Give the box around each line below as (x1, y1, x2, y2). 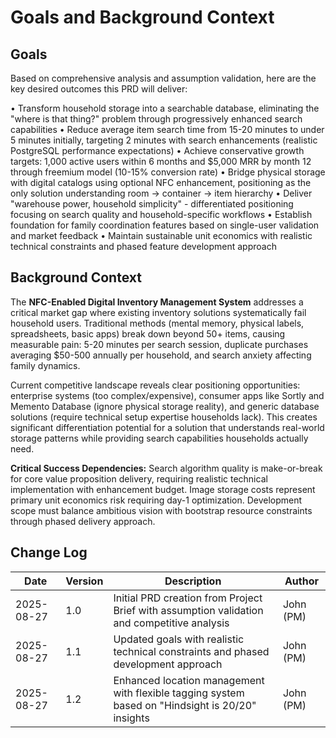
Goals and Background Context (10, 6, 275, 29)
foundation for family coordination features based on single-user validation (10, 219, 320, 231)
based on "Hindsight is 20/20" (113, 698, 257, 712)
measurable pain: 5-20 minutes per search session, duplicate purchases (10, 338, 309, 350)
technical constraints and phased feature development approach (10, 241, 277, 252)
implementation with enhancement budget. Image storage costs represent (10, 483, 316, 495)
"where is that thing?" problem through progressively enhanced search (10, 113, 303, 125)
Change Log (10, 544, 88, 561)
